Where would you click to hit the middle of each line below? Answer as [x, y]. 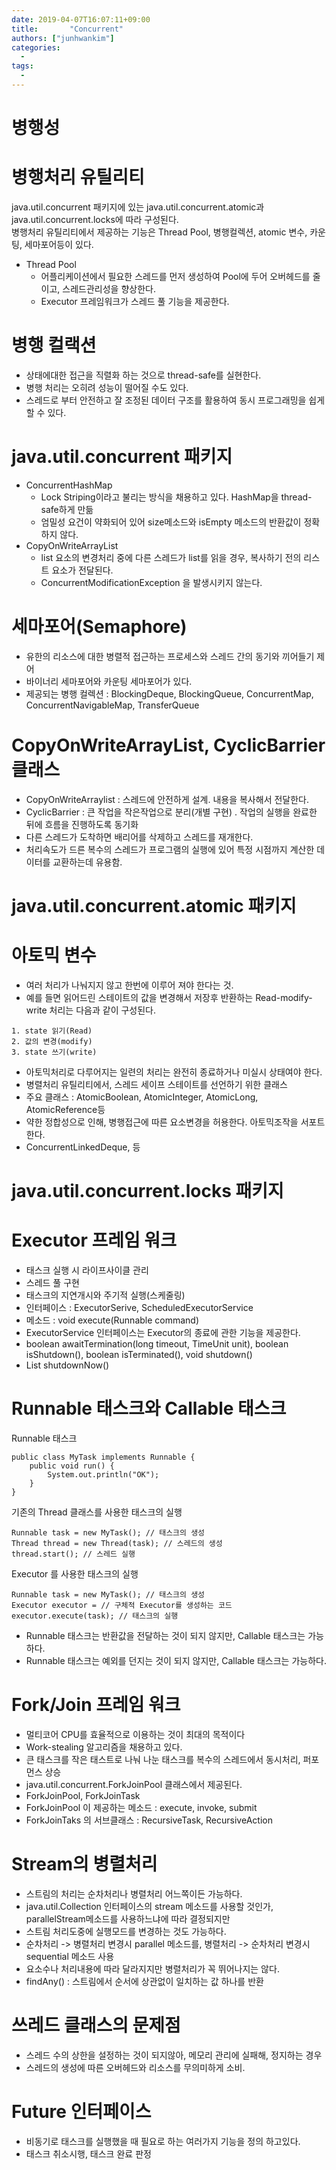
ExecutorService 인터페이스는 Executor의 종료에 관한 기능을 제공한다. [163, 1332]
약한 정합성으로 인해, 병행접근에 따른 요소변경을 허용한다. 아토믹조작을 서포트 [175, 1122]
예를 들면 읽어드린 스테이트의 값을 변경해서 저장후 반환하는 [139, 997]
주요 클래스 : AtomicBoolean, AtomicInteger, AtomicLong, [142, 1097]
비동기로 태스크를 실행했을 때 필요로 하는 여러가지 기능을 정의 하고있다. [163, 2141]
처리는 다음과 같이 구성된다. [102, 1010]
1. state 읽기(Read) [52, 1031]
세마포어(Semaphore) [99, 627]
